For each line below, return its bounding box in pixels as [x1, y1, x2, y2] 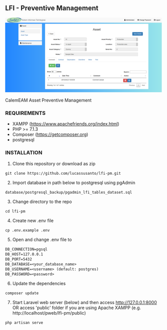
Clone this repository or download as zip [12, 160, 96, 166]
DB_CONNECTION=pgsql [5, 246, 48, 252]
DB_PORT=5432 [5, 256, 32, 262]
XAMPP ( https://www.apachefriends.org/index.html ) [12, 121, 120, 127]
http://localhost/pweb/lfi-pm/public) [12, 310, 86, 316]
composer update [5, 291, 39, 296]
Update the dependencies [12, 280, 66, 286]
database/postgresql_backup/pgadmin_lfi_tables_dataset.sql [5, 190, 133, 195]
